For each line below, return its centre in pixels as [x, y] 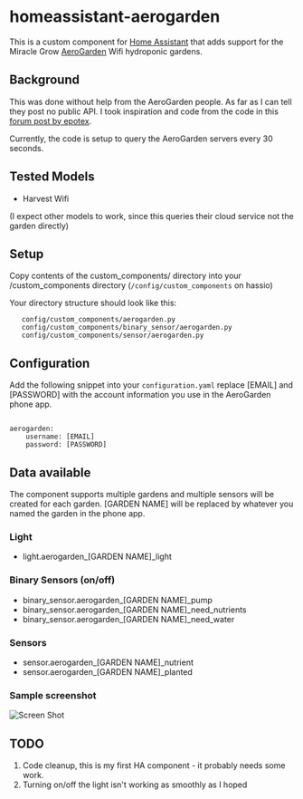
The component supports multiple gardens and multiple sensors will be [142, 494]
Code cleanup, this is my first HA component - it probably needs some [154, 765]
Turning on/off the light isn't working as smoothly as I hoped [135, 785]
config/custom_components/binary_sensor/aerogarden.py [127, 328]
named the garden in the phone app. [77, 513]
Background [44, 80]
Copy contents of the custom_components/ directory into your [126, 276]
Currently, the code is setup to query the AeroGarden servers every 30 [141, 139]
